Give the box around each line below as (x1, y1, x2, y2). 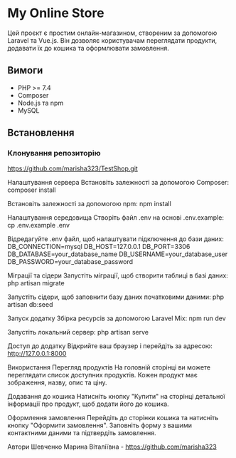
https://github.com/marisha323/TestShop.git (7, 164, 139, 173)
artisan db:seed (7, 300, 53, 309)
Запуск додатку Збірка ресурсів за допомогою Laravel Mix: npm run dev (7, 314, 226, 322)
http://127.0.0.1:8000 (7, 350, 67, 358)
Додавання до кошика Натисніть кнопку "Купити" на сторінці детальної (7, 392, 225, 401)
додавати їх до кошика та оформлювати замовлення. (7, 44, 169, 52)
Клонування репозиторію (7, 148, 101, 158)
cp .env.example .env (7, 221, 70, 230)
